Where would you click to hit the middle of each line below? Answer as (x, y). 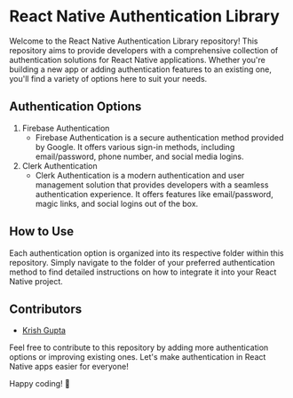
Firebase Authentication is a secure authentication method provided (159, 137)
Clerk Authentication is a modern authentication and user (140, 175)
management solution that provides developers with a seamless (152, 185)
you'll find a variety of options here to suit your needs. (108, 78)
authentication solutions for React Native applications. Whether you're (138, 60)
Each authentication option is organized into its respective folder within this (146, 253)
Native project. (36, 281)
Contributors (46, 309)
